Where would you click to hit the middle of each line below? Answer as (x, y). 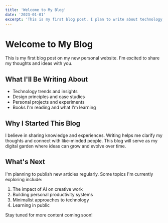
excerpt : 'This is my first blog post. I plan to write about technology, (85, 19)
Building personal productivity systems (53, 194)
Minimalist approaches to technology (51, 200)
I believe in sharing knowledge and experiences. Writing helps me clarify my (84, 135)
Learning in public (31, 205)
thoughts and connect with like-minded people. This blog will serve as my (81, 140)
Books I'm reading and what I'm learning (54, 107)
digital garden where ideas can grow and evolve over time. (66, 146)
